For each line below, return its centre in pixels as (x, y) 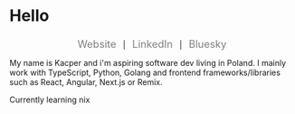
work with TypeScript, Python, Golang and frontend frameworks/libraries (145, 72)
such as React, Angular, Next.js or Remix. (86, 82)
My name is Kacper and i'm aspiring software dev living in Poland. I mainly (148, 63)
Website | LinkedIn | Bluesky (152, 44)
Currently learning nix (50, 100)
